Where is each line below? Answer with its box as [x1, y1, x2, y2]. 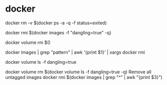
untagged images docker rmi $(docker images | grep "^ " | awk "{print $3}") [5, 74, 163, 80]
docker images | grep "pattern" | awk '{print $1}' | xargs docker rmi [5, 49, 145, 55]
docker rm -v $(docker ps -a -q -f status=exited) [5, 20, 107, 26]
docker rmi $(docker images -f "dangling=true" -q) [5, 29, 111, 35]
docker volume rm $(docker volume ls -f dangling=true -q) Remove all [5, 69, 152, 75]
